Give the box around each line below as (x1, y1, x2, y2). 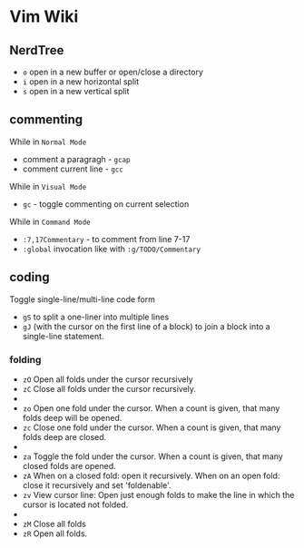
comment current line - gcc (22, 163, 124, 174)
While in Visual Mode (9, 181, 87, 191)
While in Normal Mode (9, 136, 87, 147)
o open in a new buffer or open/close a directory (22, 66, 204, 77)
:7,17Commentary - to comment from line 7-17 (22, 233, 191, 244)
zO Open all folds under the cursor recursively (22, 374, 193, 385)
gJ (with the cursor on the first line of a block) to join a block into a (22, 320, 270, 332)
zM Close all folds (22, 518, 86, 529)
